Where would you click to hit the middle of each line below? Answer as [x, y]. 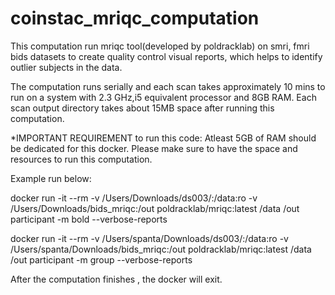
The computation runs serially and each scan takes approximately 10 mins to [168, 86]
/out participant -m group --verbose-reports [101, 259]
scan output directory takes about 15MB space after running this [142, 108]
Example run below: [51, 178]
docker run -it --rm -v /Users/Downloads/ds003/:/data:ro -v [134, 198]
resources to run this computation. [81, 159]
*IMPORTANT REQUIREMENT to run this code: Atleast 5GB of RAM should [163, 138]
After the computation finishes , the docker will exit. [116, 279]
